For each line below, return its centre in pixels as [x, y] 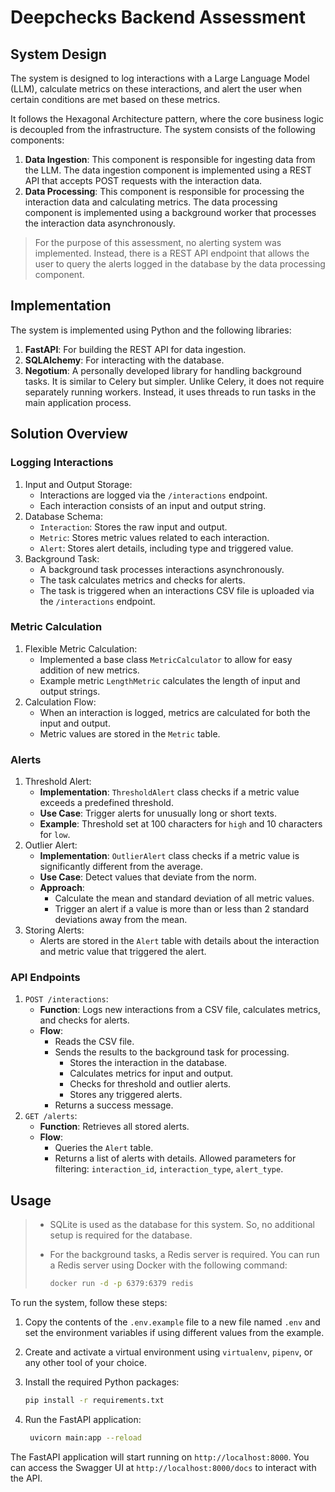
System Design [58, 54]
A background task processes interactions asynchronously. [162, 569]
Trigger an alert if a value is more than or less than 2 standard [182, 909]
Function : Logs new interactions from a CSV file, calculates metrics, [180, 1010]
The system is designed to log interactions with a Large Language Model [160, 78]
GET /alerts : [51, 1116]
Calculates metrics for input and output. [151, 1073]
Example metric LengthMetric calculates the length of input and [170, 680]
